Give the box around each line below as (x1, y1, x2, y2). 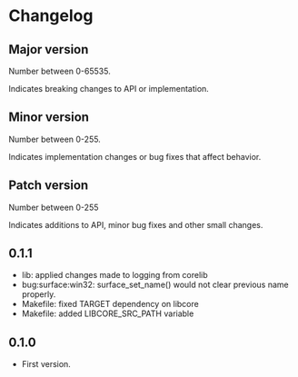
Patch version (8, 178, 89, 193)
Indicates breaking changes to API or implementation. (8, 84, 210, 94)
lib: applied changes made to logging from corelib (21, 270, 208, 281)
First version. (21, 359, 72, 370)
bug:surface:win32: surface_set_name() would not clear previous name (21, 279, 289, 291)
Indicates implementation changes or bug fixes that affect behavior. (8, 151, 262, 162)
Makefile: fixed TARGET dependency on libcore (21, 299, 199, 310)
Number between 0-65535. (8, 65, 111, 76)
